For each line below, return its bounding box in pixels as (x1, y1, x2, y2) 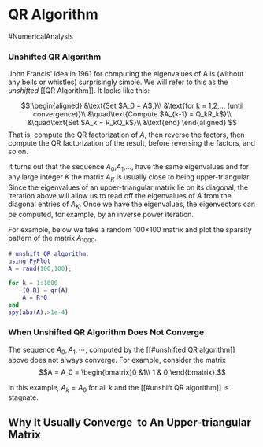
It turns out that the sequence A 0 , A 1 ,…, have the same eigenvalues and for (8, 162, 250, 174)
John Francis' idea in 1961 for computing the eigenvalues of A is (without (8, 69, 244, 79)
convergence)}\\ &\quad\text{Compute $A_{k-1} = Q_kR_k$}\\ (32, 109, 232, 119)
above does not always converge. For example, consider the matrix (8, 355, 226, 364)
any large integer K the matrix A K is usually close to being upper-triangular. (8, 172, 251, 183)
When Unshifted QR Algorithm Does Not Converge (8, 327, 205, 338)
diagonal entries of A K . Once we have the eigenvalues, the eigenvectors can (8, 199, 256, 210)
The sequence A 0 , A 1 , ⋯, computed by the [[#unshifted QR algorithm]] (8, 345, 235, 356)
